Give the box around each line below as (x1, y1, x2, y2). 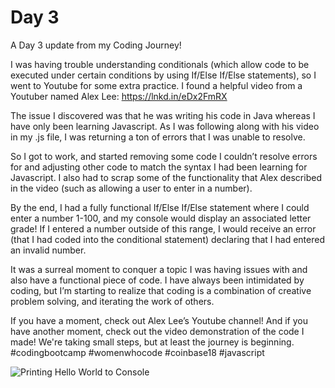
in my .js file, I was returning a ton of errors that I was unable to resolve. (10, 131, 306, 143)
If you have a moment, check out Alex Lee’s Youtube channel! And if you (10, 314, 308, 326)
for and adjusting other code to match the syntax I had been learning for (10, 161, 308, 173)
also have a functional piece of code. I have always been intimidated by (10, 274, 305, 286)
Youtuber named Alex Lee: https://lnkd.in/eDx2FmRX (10, 90, 228, 102)
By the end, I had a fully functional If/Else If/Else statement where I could (10, 201, 310, 213)
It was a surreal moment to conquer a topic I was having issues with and (10, 263, 308, 275)
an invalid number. (10, 244, 87, 256)
